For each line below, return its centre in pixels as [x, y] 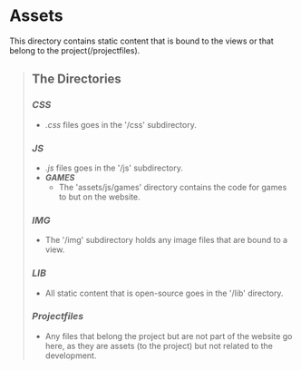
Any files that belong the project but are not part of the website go [169, 336]
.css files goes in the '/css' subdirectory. [121, 124]
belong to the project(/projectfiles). [75, 50]
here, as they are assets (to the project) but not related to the [159, 346]
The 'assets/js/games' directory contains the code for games [173, 187]
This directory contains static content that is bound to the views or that [141, 41]
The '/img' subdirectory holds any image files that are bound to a [166, 240]
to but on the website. [99, 197]
